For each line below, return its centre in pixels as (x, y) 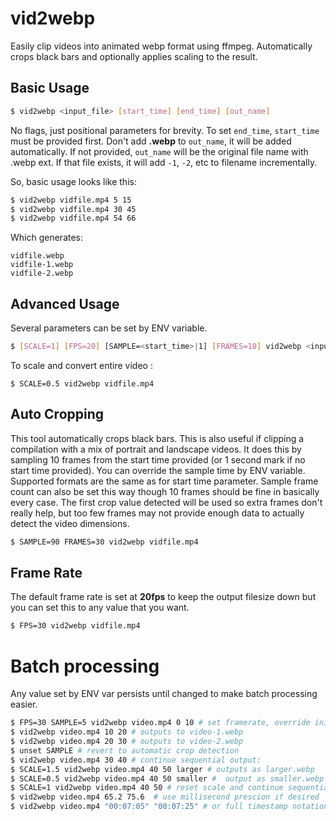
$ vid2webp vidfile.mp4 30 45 (73, 209)
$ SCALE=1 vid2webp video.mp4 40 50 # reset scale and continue (147, 788)
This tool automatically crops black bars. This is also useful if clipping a (157, 438)
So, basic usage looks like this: (73, 181)
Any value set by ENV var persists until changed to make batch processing (164, 694)
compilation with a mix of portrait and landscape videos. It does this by (156, 449)
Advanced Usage (65, 303)
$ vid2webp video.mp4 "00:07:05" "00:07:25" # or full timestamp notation (169, 807)
